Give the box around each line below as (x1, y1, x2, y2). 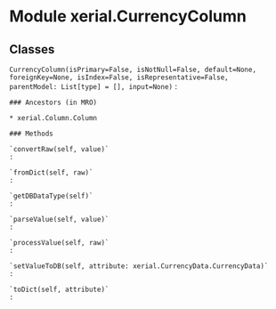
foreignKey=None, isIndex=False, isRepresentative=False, (9, 73, 229, 82)
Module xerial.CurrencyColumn (9, 6, 247, 27)
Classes (9, 42, 55, 57)
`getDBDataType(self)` (9, 191, 93, 200)
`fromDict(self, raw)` (9, 168, 93, 177)
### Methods (9, 129, 53, 138)
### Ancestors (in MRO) (9, 98, 98, 107)
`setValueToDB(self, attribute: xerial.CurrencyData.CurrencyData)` (9, 262, 269, 271)
